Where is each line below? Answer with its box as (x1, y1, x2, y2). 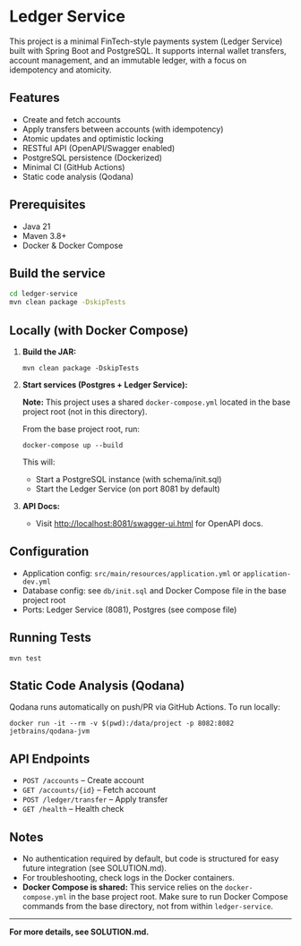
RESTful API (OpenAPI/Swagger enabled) (21, 142, 176, 153)
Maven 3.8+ (21, 230, 67, 241)
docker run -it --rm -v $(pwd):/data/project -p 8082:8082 (9, 719, 235, 729)
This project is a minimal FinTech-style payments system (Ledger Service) (9, 36, 283, 47)
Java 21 (21, 221, 51, 232)
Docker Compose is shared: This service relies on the (21, 882, 223, 892)
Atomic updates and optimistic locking (21, 132, 164, 144)
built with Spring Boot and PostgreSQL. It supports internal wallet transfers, (9, 45, 287, 55)
